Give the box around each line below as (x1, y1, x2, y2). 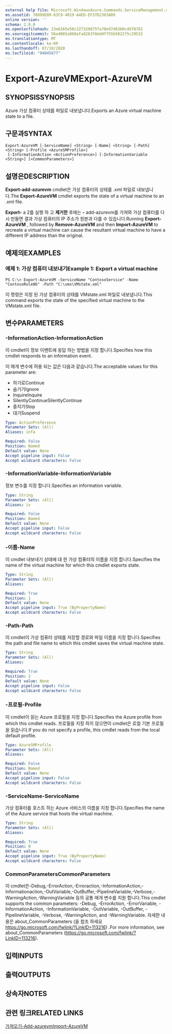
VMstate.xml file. (5, 303, 41, 309)
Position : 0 (5, 844, 31, 849)
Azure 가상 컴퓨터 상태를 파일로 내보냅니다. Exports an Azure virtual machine (5, 107, 161, 114)
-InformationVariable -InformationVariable (5, 470, 112, 477)
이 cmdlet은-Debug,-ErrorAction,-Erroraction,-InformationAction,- (5, 883, 144, 889)
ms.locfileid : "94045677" (5, 50, 60, 55)
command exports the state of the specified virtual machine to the (5, 297, 145, 303)
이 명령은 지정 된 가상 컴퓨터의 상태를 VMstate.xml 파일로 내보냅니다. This (5, 291, 153, 297)
